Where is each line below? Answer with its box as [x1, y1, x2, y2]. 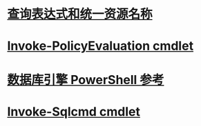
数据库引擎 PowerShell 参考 [7, 72, 164, 87]
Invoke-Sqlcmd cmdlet [7, 104, 140, 119]
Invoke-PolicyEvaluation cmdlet [7, 39, 194, 54]
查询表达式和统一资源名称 [7, 6, 153, 22]
